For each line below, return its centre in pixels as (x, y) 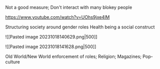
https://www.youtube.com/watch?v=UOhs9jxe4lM (57, 17)
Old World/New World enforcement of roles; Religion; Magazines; (73, 56)
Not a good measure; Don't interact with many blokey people (69, 7)
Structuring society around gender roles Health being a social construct (80, 27)
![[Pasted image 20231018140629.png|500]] (51, 37)
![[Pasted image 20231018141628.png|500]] (51, 47)
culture (13, 62)
